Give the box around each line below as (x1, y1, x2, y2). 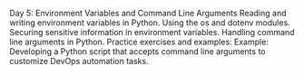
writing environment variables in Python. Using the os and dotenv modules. (9, 17, 290, 28)
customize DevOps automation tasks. (9, 56, 149, 66)
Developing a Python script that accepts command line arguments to (9, 46, 266, 57)
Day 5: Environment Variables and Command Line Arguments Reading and (9, 8, 287, 18)
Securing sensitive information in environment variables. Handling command (9, 27, 295, 37)
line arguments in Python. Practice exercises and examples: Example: (9, 36, 270, 47)
